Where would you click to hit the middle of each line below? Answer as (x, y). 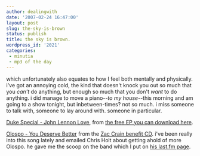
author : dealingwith (32, 12)
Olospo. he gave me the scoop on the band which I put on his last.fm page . (99, 146)
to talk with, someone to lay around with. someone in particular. (84, 111)
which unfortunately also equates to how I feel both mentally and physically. (99, 79)
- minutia (21, 56)
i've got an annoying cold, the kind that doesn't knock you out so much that (99, 85)
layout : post (22, 23)
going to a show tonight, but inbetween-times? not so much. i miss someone (100, 104)
